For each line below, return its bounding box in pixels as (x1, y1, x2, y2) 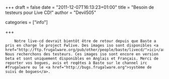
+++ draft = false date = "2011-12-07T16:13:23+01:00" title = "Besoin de (5, 4, 154, 10)
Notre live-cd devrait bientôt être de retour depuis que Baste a (14, 38, 156, 43)
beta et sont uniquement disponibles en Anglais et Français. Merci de (5, 56, 158, 61)
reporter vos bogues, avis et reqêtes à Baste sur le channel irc (5, 60, 147, 65)
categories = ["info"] (5, 19, 48, 25)
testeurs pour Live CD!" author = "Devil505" (5, 9, 97, 15)
